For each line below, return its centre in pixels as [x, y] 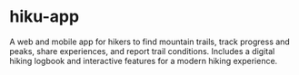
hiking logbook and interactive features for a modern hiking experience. [144, 61]
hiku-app [45, 17]
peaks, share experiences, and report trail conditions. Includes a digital [142, 51]
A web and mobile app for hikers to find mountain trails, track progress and [150, 42]
